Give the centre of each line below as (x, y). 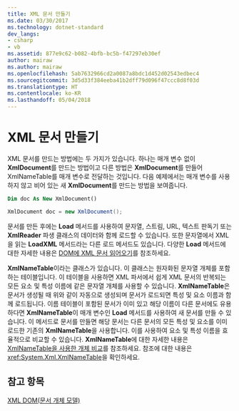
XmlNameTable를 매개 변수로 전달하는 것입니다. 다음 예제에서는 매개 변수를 (112, 176)
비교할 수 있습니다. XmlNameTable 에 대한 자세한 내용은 (110, 339)
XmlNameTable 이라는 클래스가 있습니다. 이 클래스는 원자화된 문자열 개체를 (112, 268)
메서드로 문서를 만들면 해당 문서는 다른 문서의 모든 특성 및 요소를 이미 (132, 321)
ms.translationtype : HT (43, 87)
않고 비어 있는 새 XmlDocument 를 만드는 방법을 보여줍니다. (104, 185)
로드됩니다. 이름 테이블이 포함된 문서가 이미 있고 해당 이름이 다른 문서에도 (117, 303)
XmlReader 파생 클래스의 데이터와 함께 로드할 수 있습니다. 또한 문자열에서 (111, 235)
